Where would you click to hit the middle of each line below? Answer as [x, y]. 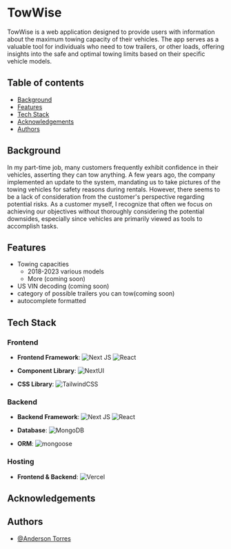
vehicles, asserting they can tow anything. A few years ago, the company [111, 175]
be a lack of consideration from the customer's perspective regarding [106, 196]
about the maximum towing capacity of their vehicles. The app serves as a [113, 39]
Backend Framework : [48, 417]
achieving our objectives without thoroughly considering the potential [106, 211]
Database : [32, 430]
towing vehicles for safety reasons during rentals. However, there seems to [114, 189]
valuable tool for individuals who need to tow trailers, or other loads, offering [116, 46]
